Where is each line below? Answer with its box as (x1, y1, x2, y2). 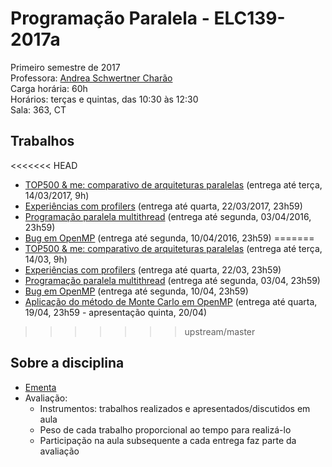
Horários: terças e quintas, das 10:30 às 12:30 (10, 93, 199, 105)
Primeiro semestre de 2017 (10, 61, 121, 73)
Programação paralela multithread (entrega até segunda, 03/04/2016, (24, 210, 312, 222)
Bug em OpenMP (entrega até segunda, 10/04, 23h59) (24, 285, 249, 297)
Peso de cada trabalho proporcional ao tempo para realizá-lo (39, 423, 292, 436)
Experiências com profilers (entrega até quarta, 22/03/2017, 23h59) (24, 200, 303, 212)
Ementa (24, 381, 57, 393)
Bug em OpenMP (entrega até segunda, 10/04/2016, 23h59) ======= (24, 232, 315, 244)
